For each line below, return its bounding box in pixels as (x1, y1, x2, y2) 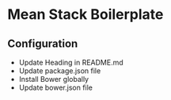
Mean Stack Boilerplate (7, 6, 164, 24)
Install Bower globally (18, 75, 89, 83)
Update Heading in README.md (18, 57, 123, 67)
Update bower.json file (18, 83, 93, 92)
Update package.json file (18, 66, 101, 76)
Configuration (7, 37, 78, 50)
